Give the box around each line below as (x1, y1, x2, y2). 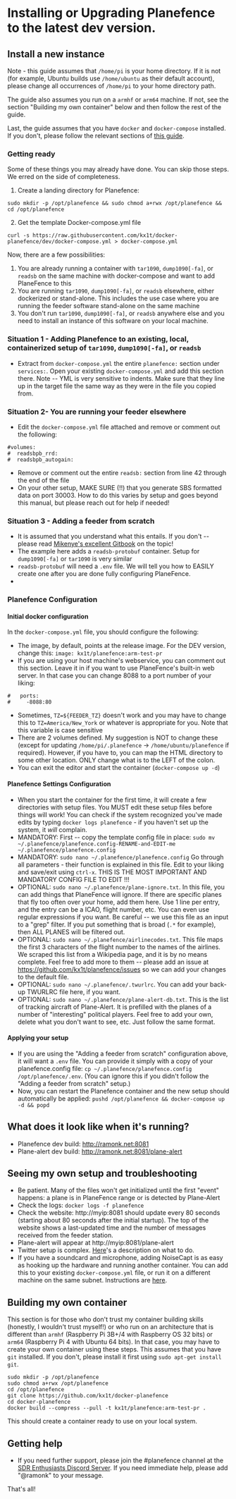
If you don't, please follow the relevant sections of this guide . (7, 132, 185, 140)
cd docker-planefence (7, 1398, 71, 1406)
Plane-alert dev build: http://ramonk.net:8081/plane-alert (17, 1147, 182, 1156)
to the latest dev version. (7, 20, 156, 36)
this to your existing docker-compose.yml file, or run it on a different (17, 1268, 211, 1277)
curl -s (7, 232, 30, 239)
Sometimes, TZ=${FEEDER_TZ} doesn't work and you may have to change (17, 711, 227, 720)
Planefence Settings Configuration (7, 779, 111, 788)
